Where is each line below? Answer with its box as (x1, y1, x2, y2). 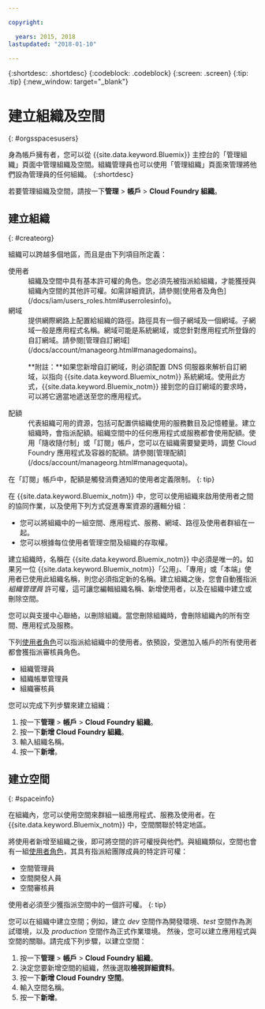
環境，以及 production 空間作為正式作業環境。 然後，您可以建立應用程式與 (14, 926, 257, 936)
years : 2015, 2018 (15, 32, 77, 40)
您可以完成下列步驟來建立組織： (8, 700, 112, 711)
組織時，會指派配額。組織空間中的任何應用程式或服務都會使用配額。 (28, 428, 249, 438)
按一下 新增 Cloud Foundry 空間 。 (19, 973, 129, 982)
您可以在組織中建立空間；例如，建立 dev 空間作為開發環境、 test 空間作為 (8, 917, 246, 926)
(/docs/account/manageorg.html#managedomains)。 (28, 345, 201, 355)
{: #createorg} (8, 234, 54, 243)
